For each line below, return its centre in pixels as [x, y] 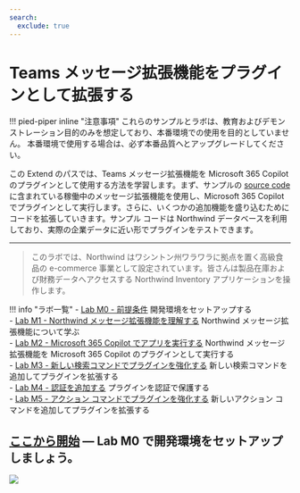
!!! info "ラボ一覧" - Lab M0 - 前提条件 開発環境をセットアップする [131, 310]
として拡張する [80, 95]
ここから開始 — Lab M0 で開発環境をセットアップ [146, 441]
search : [24, 17]
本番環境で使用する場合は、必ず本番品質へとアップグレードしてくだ [151, 144]
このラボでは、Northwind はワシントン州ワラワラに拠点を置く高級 [153, 257]
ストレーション [37, 133]
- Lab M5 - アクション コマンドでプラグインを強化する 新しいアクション [142, 399]
